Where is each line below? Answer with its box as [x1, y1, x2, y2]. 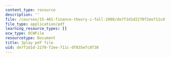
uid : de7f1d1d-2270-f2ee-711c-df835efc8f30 [5, 45, 99, 50]
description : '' [5, 12, 40, 17]
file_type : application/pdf [5, 21, 65, 27]
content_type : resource [5, 7, 56, 13]
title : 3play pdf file [5, 40, 53, 45]
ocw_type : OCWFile [5, 31, 44, 36]
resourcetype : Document [5, 36, 56, 41]
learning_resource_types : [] [5, 26, 67, 31]
